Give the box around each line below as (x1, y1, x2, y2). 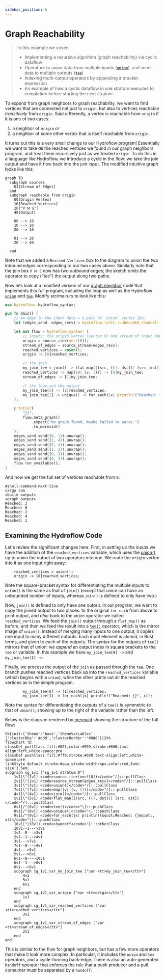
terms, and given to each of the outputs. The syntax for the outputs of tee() (5, 639, 159, 645)
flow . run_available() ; (14, 461, 60, 465)
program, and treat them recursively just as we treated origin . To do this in (5, 150, 157, 156)
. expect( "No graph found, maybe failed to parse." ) (31, 419, 139, 425)
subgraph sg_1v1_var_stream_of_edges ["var (14, 921, 105, 925)
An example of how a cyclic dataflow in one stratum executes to (24, 85, 154, 91)
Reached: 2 (5, 509, 27, 515)
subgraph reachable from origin (9, 192, 76, 198)
